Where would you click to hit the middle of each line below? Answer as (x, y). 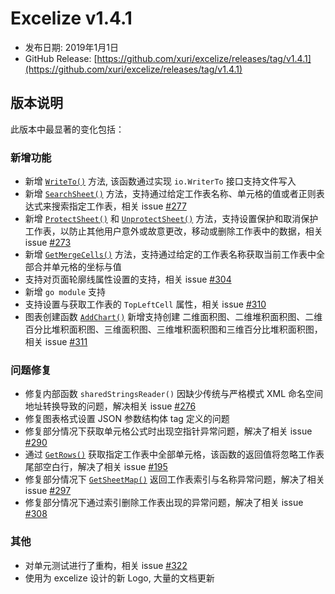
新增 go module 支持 (65, 292)
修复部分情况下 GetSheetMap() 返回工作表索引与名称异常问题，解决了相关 (174, 479)
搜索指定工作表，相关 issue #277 (119, 206)
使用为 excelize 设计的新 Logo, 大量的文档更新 (119, 578)
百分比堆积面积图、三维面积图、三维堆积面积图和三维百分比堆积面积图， (173, 329)
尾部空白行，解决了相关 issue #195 (96, 467)
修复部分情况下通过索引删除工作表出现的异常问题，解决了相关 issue (164, 503)
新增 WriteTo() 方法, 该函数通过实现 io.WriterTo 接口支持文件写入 (160, 181)
